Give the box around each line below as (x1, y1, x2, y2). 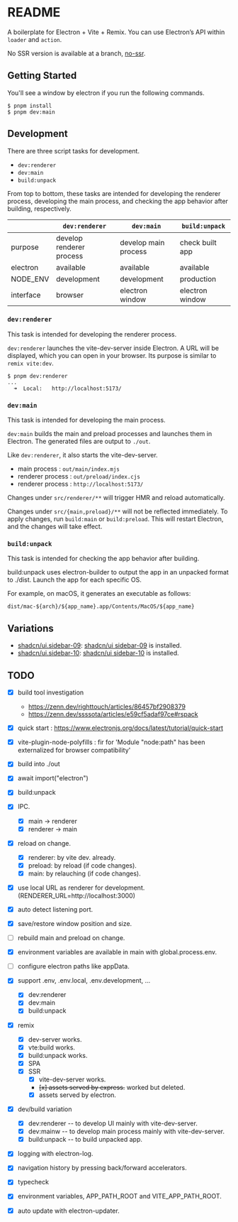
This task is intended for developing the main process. (7, 416, 166, 425)
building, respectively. (7, 204, 72, 213)
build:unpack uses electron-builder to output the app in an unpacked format (7, 568, 229, 577)
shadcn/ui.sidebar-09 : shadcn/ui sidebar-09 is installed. (17, 641, 182, 650)
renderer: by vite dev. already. (28, 853, 116, 861)
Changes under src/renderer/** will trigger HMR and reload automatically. (7, 493, 225, 502)
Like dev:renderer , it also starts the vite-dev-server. (7, 451, 158, 459)
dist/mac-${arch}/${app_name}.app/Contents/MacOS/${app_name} (7, 603, 195, 611)
